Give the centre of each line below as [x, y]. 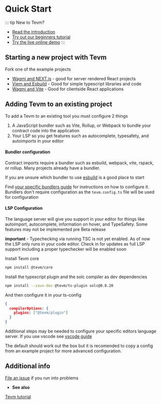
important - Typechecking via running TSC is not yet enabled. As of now [78, 239]
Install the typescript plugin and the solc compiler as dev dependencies [76, 277]
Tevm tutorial [18, 397]
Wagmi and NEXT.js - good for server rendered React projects [74, 78]
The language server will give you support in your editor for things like [75, 219]
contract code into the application [46, 130]
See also [21, 387]
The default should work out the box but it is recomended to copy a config [79, 346]
